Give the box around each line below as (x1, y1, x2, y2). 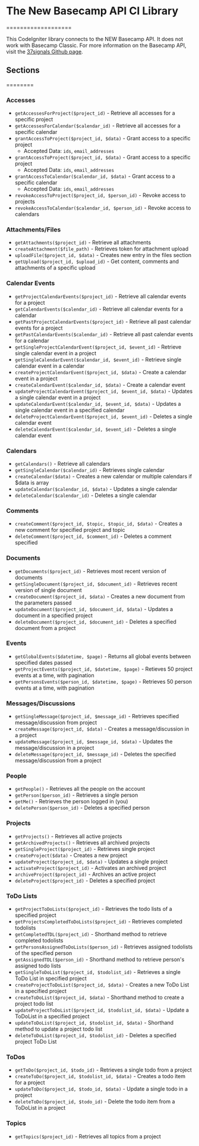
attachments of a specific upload (14, 264, 96, 271)
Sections (6, 65, 40, 76)
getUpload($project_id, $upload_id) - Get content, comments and (14, 258, 179, 265)
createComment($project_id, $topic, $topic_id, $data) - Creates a (14, 520, 182, 527)
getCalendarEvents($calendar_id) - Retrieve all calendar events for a (14, 305, 183, 312)
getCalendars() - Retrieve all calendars (14, 460, 110, 467)
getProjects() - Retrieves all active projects (14, 832, 122, 840)
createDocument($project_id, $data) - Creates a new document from (14, 593, 185, 600)
